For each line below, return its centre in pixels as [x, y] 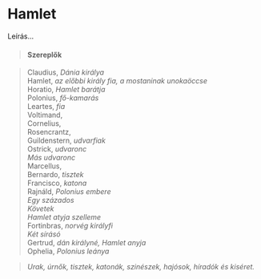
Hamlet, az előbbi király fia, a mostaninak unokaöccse [117, 81]
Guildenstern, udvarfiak [66, 140]
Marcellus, [44, 166]
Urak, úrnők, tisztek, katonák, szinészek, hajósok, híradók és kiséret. [141, 267]
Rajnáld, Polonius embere [69, 192]
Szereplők [44, 55]
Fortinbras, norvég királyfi [70, 226]
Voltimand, [45, 115]
